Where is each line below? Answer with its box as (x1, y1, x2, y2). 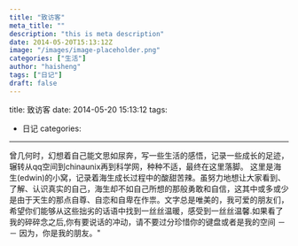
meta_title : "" (9, 21, 66, 30)
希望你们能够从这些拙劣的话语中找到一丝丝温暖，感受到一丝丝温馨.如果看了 (9, 205, 284, 216)
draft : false (9, 79, 58, 88)
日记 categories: (21, 123, 82, 134)
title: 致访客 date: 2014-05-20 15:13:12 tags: (9, 104, 169, 115)
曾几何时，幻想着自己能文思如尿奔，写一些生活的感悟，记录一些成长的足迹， (9, 150, 289, 160)
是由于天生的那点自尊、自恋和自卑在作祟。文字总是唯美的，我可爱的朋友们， (9, 194, 289, 204)
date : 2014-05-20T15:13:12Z (9, 37, 114, 47)
